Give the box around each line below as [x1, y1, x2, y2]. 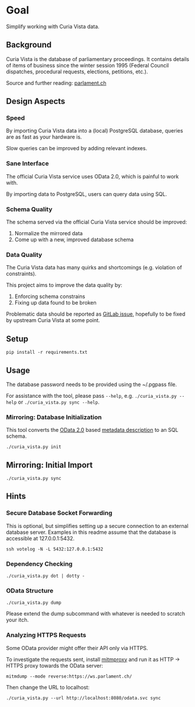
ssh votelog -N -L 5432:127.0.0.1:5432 [6, 546, 104, 552]
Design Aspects [6, 96, 66, 106]
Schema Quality [6, 205, 53, 213]
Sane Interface [6, 160, 49, 168]
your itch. [6, 617, 29, 624]
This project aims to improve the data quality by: [6, 282, 122, 289]
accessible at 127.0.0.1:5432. [6, 535, 75, 542]
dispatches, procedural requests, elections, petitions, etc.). [6, 68, 148, 75]
